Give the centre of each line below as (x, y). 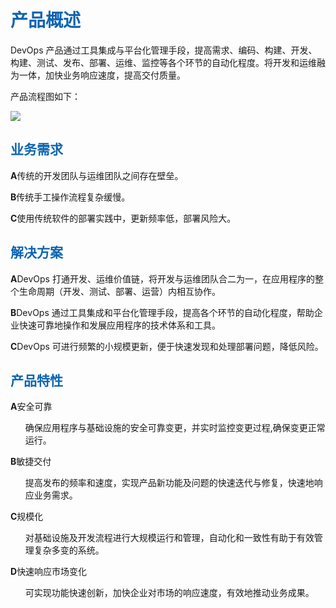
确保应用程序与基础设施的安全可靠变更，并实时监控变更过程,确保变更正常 (175, 428)
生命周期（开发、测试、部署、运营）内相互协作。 (119, 291)
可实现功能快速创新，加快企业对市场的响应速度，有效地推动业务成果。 (169, 593)
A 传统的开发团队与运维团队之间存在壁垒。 (97, 175)
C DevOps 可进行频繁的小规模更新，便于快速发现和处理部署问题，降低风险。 (167, 346)
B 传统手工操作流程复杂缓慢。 (70, 197)
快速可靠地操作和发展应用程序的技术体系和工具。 (119, 325)
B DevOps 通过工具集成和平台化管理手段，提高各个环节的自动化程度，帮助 (162, 312)
